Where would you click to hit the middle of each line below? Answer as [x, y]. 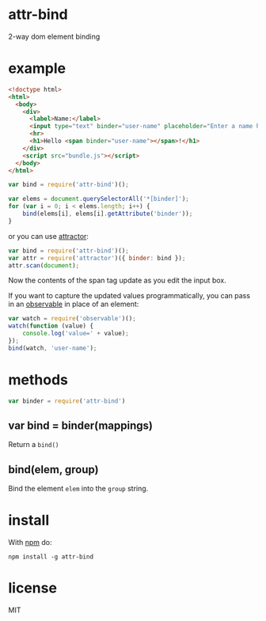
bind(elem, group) [53, 470]
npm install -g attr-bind [51, 557]
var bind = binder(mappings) [80, 425]
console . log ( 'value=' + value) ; [76, 334]
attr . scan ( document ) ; [44, 265]
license [33, 588]
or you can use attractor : [49, 236]
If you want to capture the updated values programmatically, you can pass [129, 296]
